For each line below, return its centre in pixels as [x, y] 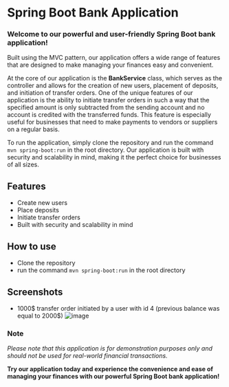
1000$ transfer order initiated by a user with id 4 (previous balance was [118, 308]
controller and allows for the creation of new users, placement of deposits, [113, 86]
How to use [32, 246]
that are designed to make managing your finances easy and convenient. [110, 65]
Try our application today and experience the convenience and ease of [110, 369]
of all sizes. [23, 165]
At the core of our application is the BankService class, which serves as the [115, 78]
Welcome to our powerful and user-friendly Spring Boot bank [111, 34]
